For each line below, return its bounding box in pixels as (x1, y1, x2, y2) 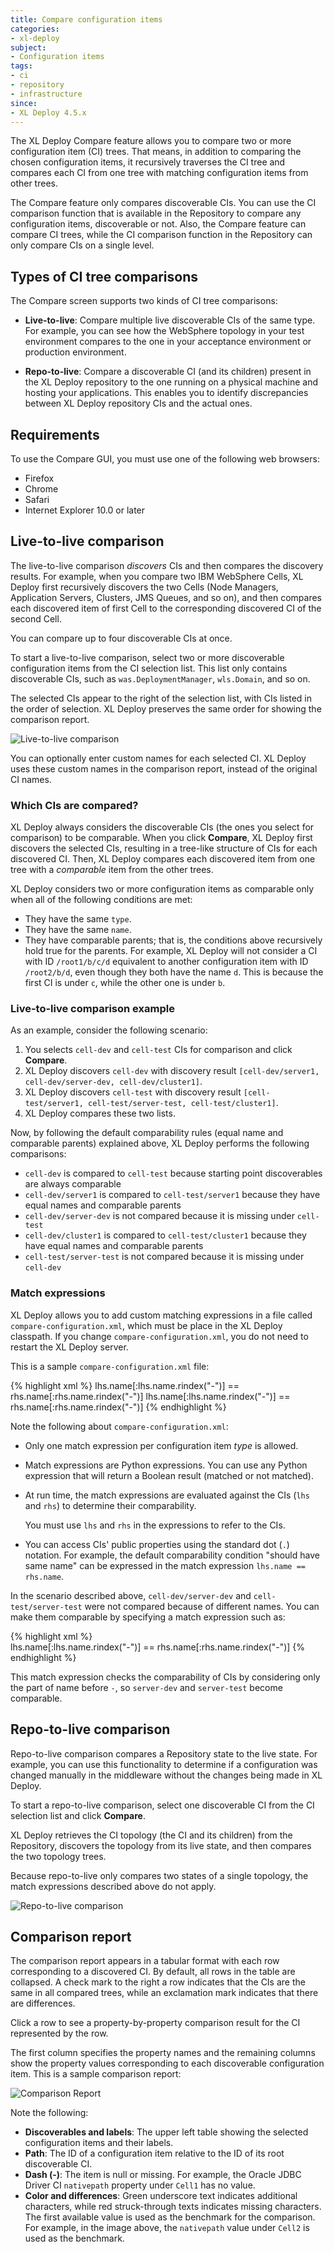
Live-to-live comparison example (10, 1002, 175, 1016)
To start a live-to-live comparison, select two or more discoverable (10, 651, 285, 663)
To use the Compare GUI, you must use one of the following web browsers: (10, 453, 320, 465)
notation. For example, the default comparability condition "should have (24, 1549, 320, 1561)
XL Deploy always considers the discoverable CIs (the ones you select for (10, 821, 315, 833)
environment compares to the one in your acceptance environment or (24, 336, 312, 348)
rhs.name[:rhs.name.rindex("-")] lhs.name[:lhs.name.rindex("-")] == (10, 1390, 291, 1402)
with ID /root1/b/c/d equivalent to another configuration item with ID (24, 956, 309, 968)
